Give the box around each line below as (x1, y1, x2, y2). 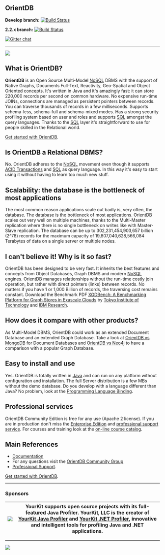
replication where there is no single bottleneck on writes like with (5, 223, 137, 229)
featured (25, 509, 46, 516)
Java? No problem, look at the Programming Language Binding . (5, 388, 134, 394)
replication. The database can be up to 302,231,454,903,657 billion (17, 228, 153, 233)
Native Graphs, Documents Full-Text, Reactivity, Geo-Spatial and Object (5, 82, 151, 88)
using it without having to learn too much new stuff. (5, 172, 109, 178)
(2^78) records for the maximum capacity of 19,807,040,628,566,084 (5, 233, 145, 239)
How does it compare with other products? (5, 316, 138, 325)
